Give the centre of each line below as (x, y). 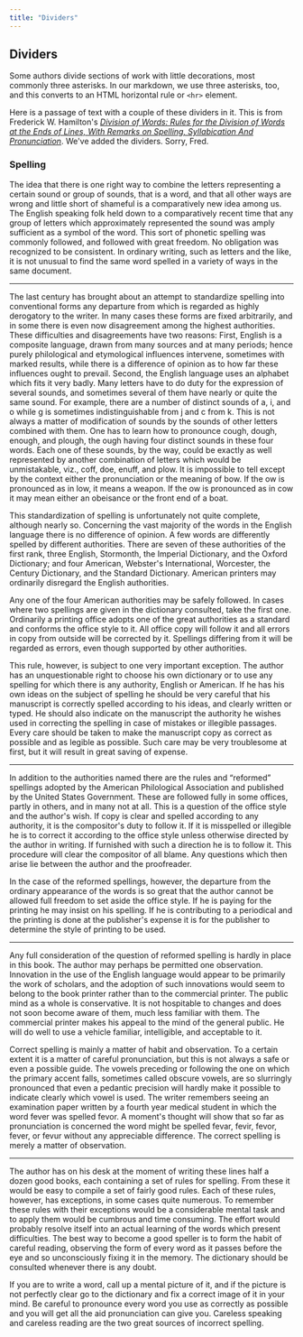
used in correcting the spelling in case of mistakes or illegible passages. (143, 723)
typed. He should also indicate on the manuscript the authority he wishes (145, 713)
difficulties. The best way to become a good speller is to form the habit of (146, 1238)
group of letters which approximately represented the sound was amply (142, 223)
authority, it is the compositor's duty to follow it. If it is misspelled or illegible (150, 825)
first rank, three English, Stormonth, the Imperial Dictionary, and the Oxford (149, 553)
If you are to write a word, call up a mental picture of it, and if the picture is (148, 1284)
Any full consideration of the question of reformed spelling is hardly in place (150, 955)
